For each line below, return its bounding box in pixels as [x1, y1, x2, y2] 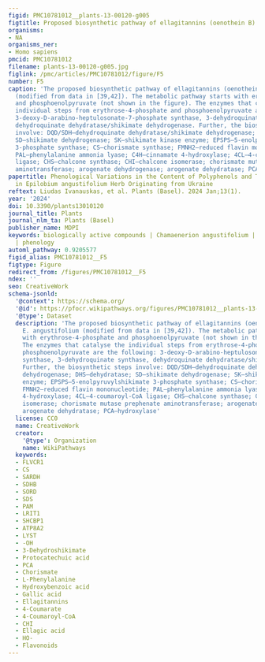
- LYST [15, 532, 37, 540]
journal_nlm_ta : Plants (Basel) [8, 217, 114, 225]
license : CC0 [15, 415, 58, 422]
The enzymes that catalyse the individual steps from [22, 341, 203, 349]
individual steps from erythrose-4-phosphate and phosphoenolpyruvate [15, 107, 252, 115]
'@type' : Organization [22, 437, 97, 444]
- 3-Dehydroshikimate [15, 546, 87, 554]
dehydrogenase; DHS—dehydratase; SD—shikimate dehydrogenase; [22, 370, 231, 378]
